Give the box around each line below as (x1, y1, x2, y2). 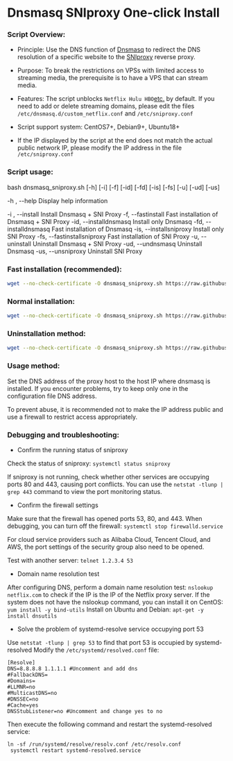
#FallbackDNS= (7, 671, 49, 678)
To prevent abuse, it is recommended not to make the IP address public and (7, 405, 223, 413)
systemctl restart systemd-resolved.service (10, 746, 141, 754)
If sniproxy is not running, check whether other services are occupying (7, 472, 209, 481)
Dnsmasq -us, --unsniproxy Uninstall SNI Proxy (7, 247, 143, 255)
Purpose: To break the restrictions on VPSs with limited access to (17, 66, 205, 74)
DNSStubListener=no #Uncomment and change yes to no (7, 707, 163, 714)
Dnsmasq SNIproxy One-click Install (7, 5, 220, 21)
